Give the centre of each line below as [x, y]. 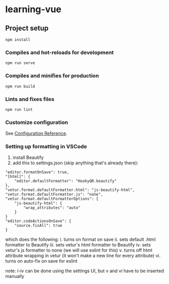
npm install [18, 40]
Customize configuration [37, 122]
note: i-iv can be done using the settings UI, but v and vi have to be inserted [84, 271]
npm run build [20, 86]
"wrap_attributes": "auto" [52, 208]
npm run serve [20, 63]
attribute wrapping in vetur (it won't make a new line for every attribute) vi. [83, 256]
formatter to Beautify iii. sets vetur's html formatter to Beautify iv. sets [78, 245]
